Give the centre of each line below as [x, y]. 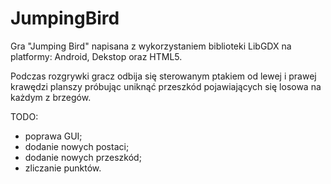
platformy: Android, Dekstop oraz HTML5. [96, 56]
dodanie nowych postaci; [77, 146]
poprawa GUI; [53, 136]
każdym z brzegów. [51, 97]
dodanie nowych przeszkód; [83, 157]
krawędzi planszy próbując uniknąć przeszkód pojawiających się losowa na [166, 86]
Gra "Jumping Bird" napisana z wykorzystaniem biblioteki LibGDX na [151, 46]
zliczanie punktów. [63, 168]
